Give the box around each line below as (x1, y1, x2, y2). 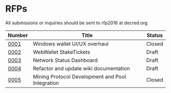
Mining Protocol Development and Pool (33, 73, 126, 80)
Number (8, 31, 28, 38)
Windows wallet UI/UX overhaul (33, 40, 109, 47)
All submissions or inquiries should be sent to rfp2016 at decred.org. (5, 20, 149, 26)
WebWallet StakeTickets (33, 49, 91, 56)
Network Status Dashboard (33, 57, 98, 64)
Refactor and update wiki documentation (33, 65, 130, 72)
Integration (33, 79, 60, 86)
